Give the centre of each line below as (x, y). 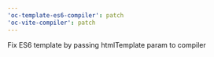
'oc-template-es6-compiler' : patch (66, 15)
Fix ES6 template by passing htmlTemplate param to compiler (107, 45)
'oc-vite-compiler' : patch (52, 23)
